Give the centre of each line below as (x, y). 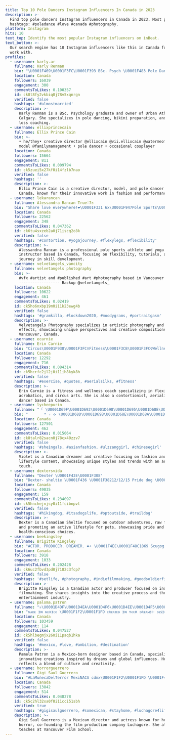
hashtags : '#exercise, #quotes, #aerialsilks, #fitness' (76, 381)
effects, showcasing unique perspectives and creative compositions (92, 330)
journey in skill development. (52, 259)
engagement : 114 (32, 626)
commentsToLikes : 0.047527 (43, 631)
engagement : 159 (32, 494)
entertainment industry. (45, 598)
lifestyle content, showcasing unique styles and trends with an (89, 461)
